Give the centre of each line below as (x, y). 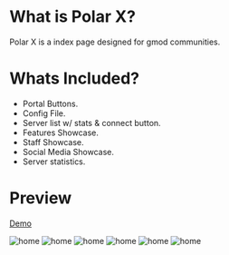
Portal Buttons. (50, 103)
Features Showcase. (61, 132)
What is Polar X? (72, 17)
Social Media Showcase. (68, 152)
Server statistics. (54, 162)
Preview (41, 198)
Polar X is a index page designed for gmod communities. (115, 42)
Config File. (44, 113)
